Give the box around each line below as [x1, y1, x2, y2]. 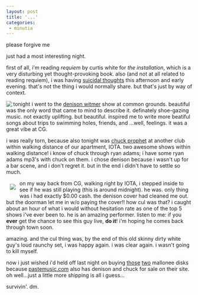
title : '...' [6, 14, 38, 20]
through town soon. [6, 224, 54, 231]
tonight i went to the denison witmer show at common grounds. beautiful [13, 101, 190, 108]
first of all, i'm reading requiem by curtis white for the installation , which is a [6, 64, 191, 71]
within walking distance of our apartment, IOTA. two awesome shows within [6, 143, 191, 150]
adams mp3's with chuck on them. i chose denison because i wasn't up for [6, 156, 189, 163]
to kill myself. [6, 248, 38, 255]
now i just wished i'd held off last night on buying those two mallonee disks [6, 259, 189, 266]
